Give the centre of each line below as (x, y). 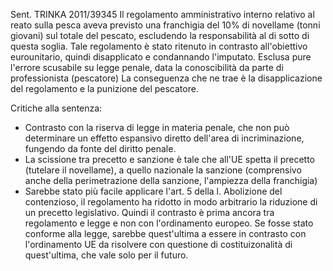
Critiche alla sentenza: (56, 108)
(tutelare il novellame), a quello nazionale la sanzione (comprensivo (163, 170)
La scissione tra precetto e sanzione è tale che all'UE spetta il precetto (169, 159)
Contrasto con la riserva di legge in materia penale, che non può (157, 127)
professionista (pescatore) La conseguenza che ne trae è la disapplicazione (166, 78)
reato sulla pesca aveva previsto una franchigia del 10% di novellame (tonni (165, 25)
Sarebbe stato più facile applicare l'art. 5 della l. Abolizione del (153, 191)
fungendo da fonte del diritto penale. (100, 148)
